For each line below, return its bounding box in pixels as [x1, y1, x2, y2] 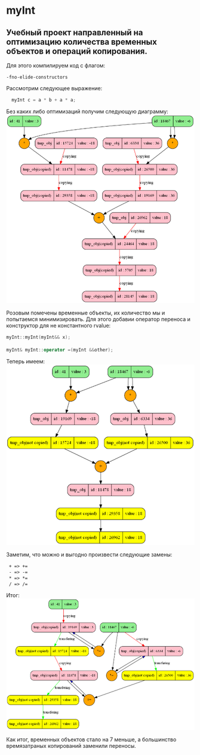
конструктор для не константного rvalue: [6, 322, 111, 329]
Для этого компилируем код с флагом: [6, 62, 106, 69]
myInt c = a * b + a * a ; [11, 97, 76, 103]
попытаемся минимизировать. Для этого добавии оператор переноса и [6, 316, 191, 323]
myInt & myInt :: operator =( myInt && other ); [6, 347, 113, 353]
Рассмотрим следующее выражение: [6, 85, 103, 91]
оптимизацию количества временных [6, 36, 157, 47]
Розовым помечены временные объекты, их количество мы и [6, 309, 165, 317]
